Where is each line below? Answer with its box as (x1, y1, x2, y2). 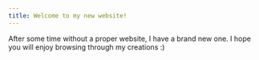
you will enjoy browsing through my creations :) (8, 42, 165, 52)
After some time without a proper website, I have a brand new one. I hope (8, 34, 251, 43)
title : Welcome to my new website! (8, 11, 127, 20)
